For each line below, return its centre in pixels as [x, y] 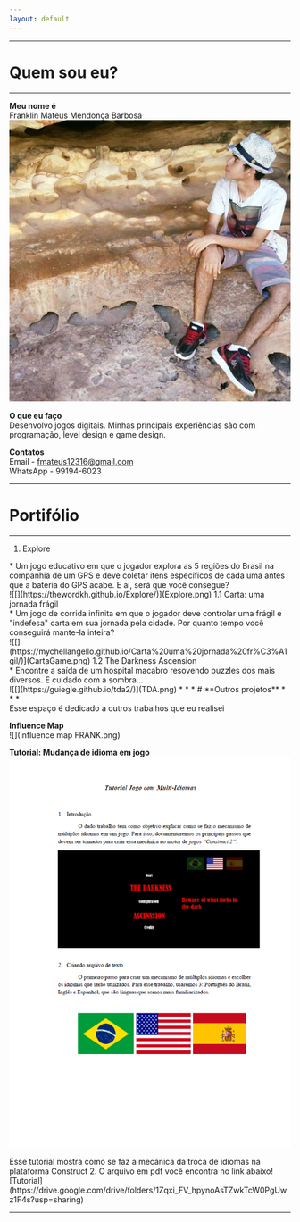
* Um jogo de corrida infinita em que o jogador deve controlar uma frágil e [146, 613]
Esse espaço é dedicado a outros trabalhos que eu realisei [117, 708]
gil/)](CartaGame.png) [50, 660]
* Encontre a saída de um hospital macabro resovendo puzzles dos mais [142, 670]
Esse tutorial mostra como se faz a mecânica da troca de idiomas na [135, 1161]
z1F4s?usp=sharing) [47, 1199]
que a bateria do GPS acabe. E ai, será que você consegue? [119, 584]
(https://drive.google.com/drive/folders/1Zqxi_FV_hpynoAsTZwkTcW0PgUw [148, 1190]
